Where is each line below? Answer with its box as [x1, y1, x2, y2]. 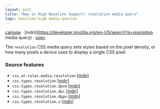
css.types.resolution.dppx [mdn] [12, 93, 80, 99]
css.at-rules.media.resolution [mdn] [12, 73, 89, 78]
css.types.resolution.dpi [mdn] [12, 88, 78, 94]
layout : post [5, 7, 32, 12]
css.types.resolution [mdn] [12, 77, 70, 83]
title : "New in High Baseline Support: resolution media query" [5, 12, 139, 17]
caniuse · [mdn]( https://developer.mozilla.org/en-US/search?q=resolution [5, 30, 153, 36]
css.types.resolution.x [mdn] [12, 98, 74, 104]
